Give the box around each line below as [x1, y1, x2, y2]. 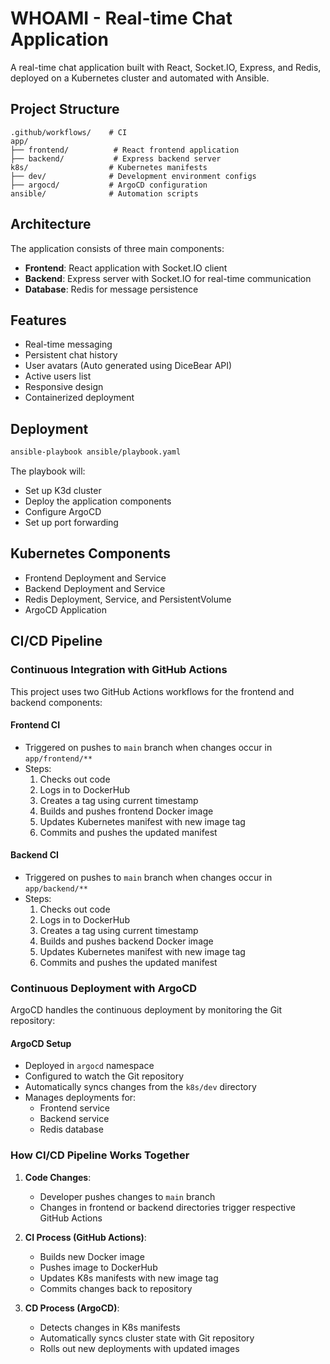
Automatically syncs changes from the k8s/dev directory [24, 1081, 257, 1093]
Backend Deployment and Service [24, 582, 166, 594]
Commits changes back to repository [39, 1282, 193, 1294]
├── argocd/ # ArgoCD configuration [10, 180, 208, 190]
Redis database [39, 1123, 104, 1136]
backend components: [10, 696, 103, 708]
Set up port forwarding [24, 517, 119, 529]
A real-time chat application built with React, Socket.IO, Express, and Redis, [10, 61, 322, 73]
